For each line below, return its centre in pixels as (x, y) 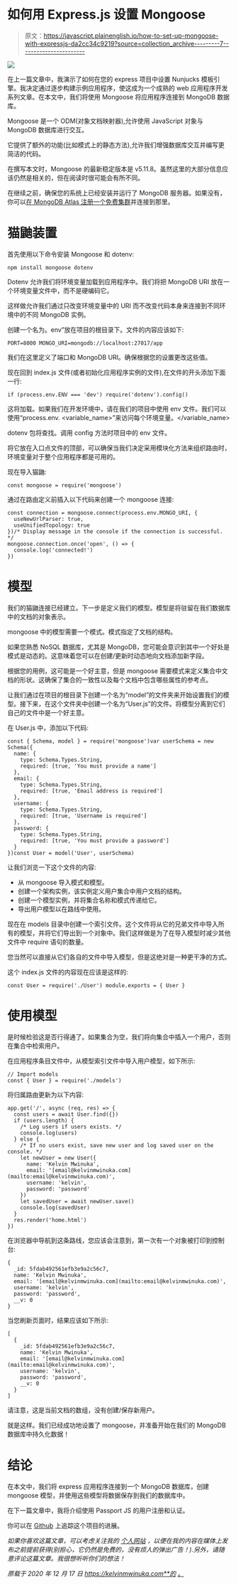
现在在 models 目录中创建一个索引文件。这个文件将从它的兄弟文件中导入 (113, 924)
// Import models (33, 1074)
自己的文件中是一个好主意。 (48, 712)
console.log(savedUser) (55, 1208)
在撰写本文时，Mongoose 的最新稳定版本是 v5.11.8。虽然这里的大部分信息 (115, 168)
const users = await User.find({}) (66, 1114)
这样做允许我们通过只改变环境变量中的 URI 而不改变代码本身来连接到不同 (114, 306)
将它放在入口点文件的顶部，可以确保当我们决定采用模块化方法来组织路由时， (119, 448)
